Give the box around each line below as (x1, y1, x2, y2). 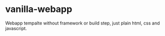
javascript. (5, 25, 27, 31)
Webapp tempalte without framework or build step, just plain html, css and (5, 20, 160, 26)
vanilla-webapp (5, 3, 72, 15)
